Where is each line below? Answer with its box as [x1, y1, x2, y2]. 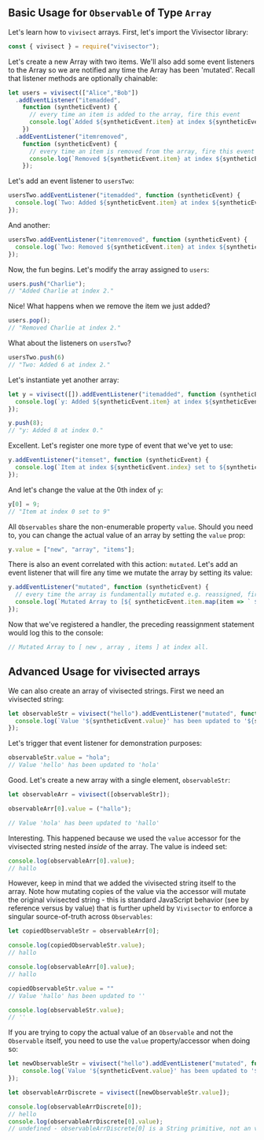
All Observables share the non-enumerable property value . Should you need [8, 522, 254, 531]
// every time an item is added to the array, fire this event [28, 110, 241, 119]
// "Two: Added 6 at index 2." [8, 360, 111, 369]
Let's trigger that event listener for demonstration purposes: [8, 739, 203, 748]
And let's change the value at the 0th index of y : [8, 485, 163, 494]
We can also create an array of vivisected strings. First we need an [8, 686, 225, 695]
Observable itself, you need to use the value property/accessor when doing [8, 1036, 251, 1045]
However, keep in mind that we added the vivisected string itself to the [8, 878, 236, 888]
